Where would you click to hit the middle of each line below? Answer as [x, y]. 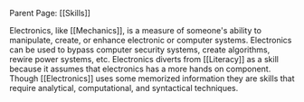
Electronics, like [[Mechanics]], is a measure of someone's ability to [136, 30]
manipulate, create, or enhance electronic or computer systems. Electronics [151, 40]
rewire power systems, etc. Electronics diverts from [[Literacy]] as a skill [144, 59]
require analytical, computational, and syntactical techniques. [124, 88]
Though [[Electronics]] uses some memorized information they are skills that [152, 79]
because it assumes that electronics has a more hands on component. [140, 69]
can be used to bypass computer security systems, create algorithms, [140, 50]
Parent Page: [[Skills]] [50, 13]
